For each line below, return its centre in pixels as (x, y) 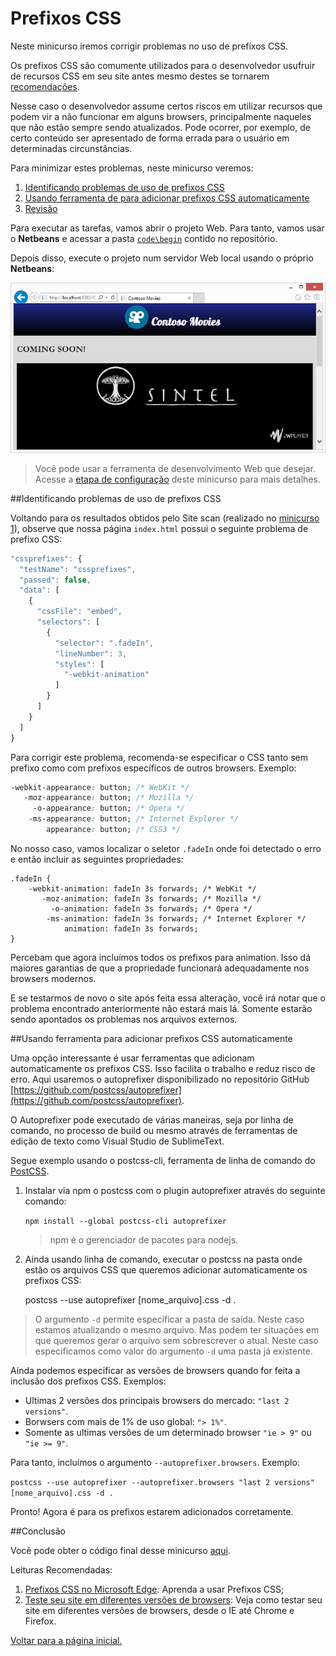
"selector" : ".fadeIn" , (104, 643)
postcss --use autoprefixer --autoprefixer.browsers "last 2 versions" (162, 1482)
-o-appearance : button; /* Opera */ (109, 808)
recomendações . (45, 86)
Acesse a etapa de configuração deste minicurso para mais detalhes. (177, 479)
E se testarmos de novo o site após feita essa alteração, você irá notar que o (168, 998)
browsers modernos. (53, 978)
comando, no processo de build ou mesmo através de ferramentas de (154, 1130)
